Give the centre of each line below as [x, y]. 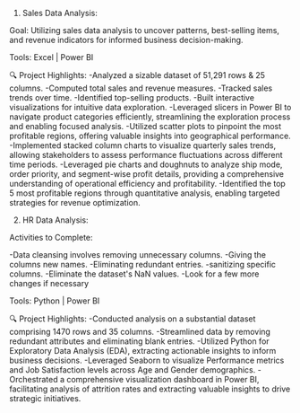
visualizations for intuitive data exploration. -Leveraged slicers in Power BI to [150, 107]
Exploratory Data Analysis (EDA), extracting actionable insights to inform [143, 351]
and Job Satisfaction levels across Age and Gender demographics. [133, 370]
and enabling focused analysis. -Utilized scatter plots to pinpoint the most [146, 126]
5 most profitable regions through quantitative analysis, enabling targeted [145, 193]
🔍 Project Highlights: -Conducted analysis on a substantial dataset [133, 319]
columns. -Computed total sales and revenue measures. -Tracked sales [141, 88]
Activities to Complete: [51, 237]
